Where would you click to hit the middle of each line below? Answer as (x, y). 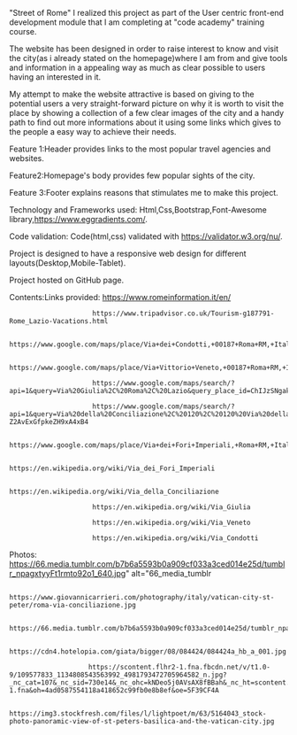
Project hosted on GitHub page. (67, 280)
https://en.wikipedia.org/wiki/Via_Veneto (171, 522)
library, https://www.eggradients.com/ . (79, 219)
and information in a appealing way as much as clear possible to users (137, 67)
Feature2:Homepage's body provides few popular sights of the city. (132, 175)
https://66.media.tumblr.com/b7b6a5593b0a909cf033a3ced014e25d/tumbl (147, 564)
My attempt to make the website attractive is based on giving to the (132, 94)
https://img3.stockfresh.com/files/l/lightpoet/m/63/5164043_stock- (138, 714)
